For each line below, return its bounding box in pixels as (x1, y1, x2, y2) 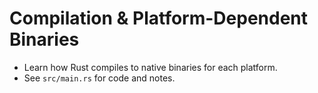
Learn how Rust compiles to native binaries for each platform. (23, 61, 278, 73)
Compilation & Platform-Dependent (9, 7, 309, 30)
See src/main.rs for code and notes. (23, 72, 176, 84)
